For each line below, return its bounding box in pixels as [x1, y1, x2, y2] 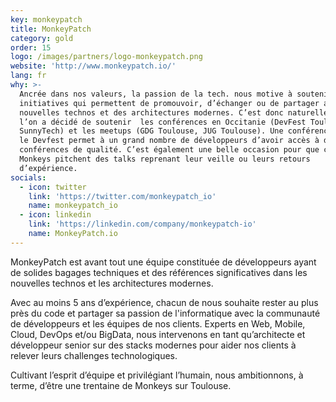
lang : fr [10, 71, 47, 81]
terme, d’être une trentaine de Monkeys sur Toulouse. [10, 379, 232, 391]
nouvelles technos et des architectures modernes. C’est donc [19, 107, 284, 118]
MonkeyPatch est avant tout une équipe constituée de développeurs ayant [10, 256, 317, 268]
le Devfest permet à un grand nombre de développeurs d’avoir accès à [19, 136, 320, 146]
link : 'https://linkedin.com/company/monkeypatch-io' [28, 219, 257, 230]
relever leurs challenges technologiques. [10, 349, 178, 361]
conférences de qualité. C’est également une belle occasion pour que [19, 145, 320, 155]
